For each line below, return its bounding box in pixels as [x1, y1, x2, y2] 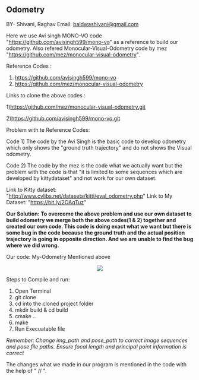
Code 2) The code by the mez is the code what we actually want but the [6, 161, 183, 169]
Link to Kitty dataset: [6, 186, 57, 193]
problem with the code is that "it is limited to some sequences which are [6, 168, 183, 175]
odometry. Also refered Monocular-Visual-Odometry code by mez [6, 45, 168, 52]
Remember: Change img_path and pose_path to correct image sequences [6, 337, 188, 344]
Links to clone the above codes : [6, 91, 86, 99]
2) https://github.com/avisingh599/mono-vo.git [6, 115, 121, 122]
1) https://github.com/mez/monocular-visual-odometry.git [6, 103, 146, 110]
